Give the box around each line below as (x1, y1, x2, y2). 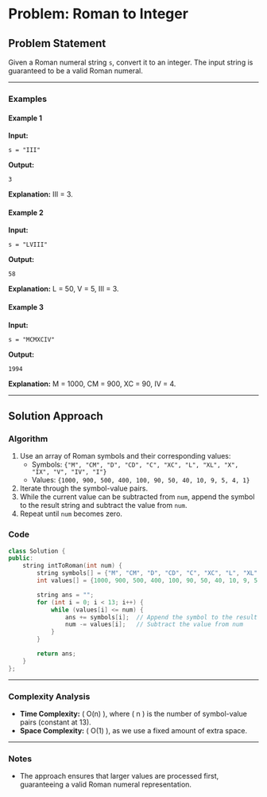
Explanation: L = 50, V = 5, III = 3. (8, 284, 119, 294)
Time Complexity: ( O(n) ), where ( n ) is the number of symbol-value (19, 709, 248, 718)
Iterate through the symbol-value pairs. (19, 483, 149, 494)
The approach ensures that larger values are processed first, (19, 772, 219, 781)
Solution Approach (8, 409, 103, 423)
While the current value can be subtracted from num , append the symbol (19, 492, 255, 502)
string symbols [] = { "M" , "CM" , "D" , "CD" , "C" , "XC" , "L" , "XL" (37, 569, 258, 577)
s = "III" (8, 147, 41, 154)
